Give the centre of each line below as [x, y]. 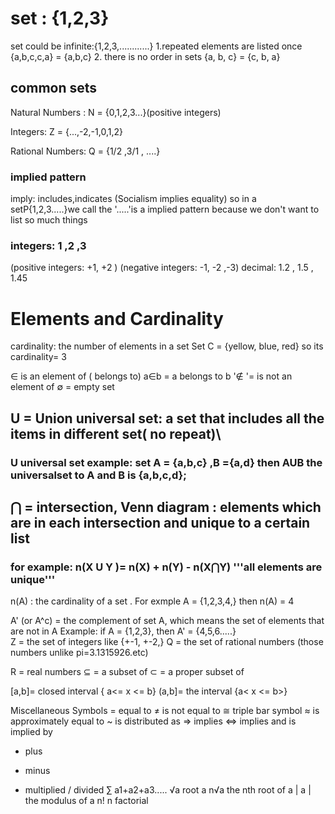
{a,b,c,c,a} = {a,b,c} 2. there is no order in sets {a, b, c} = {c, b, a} [145, 56]
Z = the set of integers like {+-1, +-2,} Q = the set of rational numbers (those [167, 642]
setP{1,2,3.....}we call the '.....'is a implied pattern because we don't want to [165, 209]
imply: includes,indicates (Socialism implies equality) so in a [133, 199]
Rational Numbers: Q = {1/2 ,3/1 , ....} [85, 151]
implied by [31, 732]
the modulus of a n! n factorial [86, 801]
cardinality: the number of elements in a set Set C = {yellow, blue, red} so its [167, 346]
